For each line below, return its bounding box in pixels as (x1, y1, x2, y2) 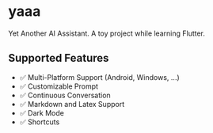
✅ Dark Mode (19, 108, 65, 117)
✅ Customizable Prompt (19, 82, 99, 91)
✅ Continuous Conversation (19, 90, 111, 100)
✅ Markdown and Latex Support (19, 99, 125, 108)
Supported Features (8, 51, 109, 65)
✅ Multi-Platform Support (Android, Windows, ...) (19, 72, 180, 82)
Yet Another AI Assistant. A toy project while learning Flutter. (8, 28, 206, 38)
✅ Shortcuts (19, 117, 60, 127)
